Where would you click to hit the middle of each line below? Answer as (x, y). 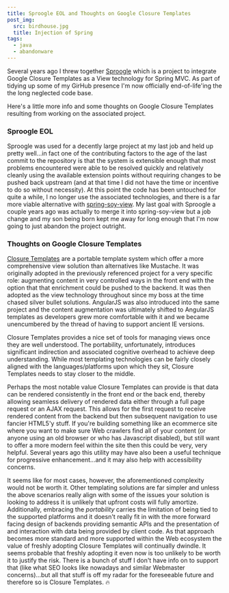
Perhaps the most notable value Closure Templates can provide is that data (113, 387)
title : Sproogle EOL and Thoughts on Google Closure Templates (99, 13)
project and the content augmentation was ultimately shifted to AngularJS (110, 310)
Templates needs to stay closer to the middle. (71, 374)
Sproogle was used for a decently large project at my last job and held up (110, 146)
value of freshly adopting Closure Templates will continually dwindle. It (107, 546)
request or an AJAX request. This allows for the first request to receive (107, 409)
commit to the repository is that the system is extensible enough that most (111, 161)
